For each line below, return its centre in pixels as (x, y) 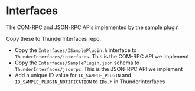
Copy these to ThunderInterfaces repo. (54, 38)
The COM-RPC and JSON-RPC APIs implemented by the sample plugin (92, 27)
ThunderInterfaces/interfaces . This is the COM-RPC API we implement (102, 56)
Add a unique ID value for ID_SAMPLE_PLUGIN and (73, 75)
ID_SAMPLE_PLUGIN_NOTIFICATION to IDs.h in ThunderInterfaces (90, 82)
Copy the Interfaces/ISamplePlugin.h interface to (76, 50)
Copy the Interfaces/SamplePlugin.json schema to (77, 63)
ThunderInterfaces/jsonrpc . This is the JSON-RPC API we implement (99, 69)
